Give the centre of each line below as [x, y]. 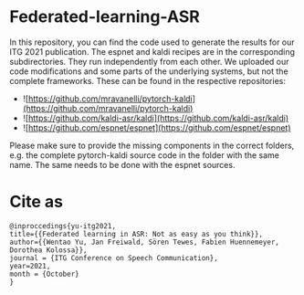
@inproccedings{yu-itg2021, [63, 226]
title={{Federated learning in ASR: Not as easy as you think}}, [136, 234]
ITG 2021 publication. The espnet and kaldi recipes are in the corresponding [152, 51]
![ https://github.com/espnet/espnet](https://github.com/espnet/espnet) [157, 127]
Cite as [37, 202]
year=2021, [30, 266]
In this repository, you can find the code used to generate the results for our [152, 42]
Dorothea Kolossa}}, [49, 250]
